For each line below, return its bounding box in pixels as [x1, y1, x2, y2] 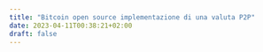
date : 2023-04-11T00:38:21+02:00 [9, 21, 133, 30]
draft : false [9, 29, 58, 38]
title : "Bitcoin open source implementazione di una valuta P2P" [9, 12, 255, 22]
